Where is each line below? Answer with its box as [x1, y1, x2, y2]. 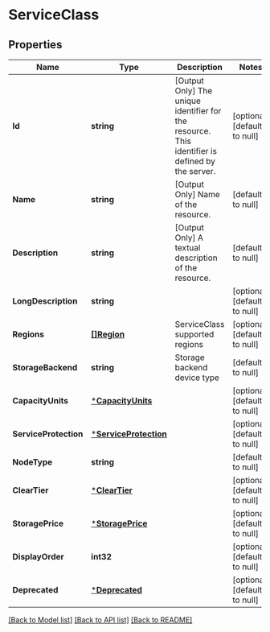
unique [174, 95, 201, 106]
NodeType [12, 456, 53, 468]
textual [174, 242, 201, 253]
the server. [174, 166, 216, 176]
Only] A [174, 232, 203, 243]
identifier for [174, 105, 222, 116]
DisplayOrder [12, 551, 64, 562]
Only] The [174, 85, 213, 96]
